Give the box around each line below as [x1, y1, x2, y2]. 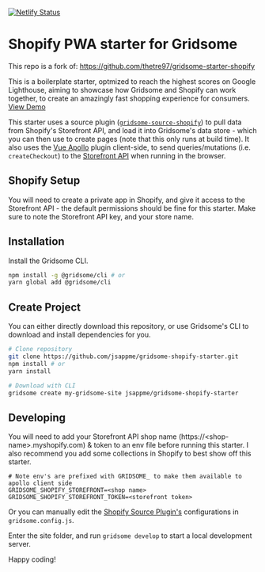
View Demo [8, 101, 46, 111]
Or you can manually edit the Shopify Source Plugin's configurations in [8, 507, 239, 517]
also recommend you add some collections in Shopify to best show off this [8, 448, 252, 459]
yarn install [8, 367, 51, 376]
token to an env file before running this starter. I [93, 440, 249, 450]
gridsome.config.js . [8, 516, 74, 525]
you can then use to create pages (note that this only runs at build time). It [8, 134, 250, 143]
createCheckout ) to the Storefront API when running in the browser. [8, 151, 226, 160]
